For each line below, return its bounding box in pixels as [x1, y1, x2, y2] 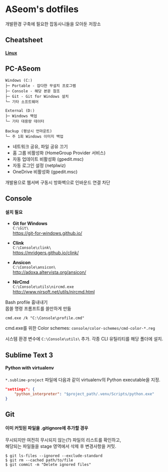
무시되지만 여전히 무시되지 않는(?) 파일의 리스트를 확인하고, [5, 437, 122, 443]
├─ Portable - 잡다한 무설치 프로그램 [5, 83, 76, 88]
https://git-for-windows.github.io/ [12, 230, 82, 237]
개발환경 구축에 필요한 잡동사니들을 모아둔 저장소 [5, 21, 101, 27]
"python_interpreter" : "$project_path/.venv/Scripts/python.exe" [14, 391, 155, 396]
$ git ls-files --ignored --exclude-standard [5, 453, 102, 458]
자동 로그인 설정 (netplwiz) [12, 162, 66, 168]
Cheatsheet [5, 36, 43, 44]
